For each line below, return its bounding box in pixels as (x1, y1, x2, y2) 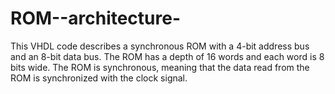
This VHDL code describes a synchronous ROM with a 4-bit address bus (10, 40, 310, 52)
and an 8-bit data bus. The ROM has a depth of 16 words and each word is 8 (10, 50, 325, 62)
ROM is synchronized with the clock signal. (10, 72, 188, 84)
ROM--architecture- (10, 7, 182, 30)
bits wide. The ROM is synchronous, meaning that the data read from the (10, 61, 310, 73)
